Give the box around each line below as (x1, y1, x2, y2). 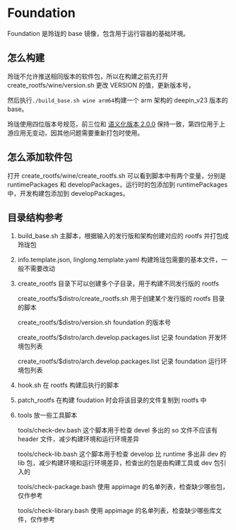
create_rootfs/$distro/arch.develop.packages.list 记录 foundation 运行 (17, 357, 221, 365)
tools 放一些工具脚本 (17, 411, 78, 420)
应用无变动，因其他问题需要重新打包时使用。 (13, 129, 143, 137)
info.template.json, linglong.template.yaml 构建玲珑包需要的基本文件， (17, 256, 222, 264)
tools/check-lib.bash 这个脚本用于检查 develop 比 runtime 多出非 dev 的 (17, 450, 227, 459)
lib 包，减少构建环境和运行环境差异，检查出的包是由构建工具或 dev (17, 459, 213, 467)
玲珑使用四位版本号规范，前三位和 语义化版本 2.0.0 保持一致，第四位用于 (7, 119, 220, 128)
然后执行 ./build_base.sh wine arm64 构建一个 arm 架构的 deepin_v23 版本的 (7, 95, 228, 104)
